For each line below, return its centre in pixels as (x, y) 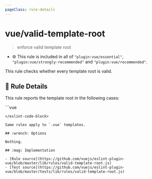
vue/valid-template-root (55, 33)
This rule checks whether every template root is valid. (59, 71)
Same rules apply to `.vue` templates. (45, 125)
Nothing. (14, 142)
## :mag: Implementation (30, 151)
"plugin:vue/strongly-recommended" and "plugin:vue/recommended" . (80, 62)
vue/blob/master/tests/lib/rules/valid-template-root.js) (65, 172)
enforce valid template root (44, 47)
